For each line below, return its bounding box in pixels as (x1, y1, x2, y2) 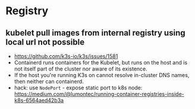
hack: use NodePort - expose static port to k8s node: (14, 84, 143, 91)
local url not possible (5, 37, 84, 47)
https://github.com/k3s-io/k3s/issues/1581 (14, 53, 118, 60)
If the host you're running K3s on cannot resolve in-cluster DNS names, (14, 72, 190, 78)
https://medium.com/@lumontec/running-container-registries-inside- (14, 91, 185, 97)
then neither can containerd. (14, 78, 84, 85)
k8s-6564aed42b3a (14, 97, 64, 104)
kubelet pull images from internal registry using (5, 28, 185, 38)
